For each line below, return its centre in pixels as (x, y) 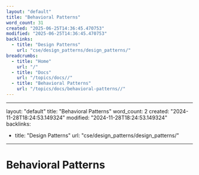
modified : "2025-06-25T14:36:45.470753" (57, 34)
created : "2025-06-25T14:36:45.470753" (55, 28)
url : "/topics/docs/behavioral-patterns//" (71, 89)
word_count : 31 (25, 23)
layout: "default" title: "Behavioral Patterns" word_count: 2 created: (88, 111)
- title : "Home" (31, 61)
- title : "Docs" (31, 72)
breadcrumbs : (22, 56)
